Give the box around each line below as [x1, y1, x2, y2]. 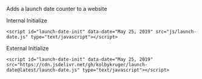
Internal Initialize [6, 17, 47, 24]
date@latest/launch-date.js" [6, 67, 80, 73]
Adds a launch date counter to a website [6, 5, 107, 12]
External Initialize [6, 45, 49, 52]
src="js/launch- [155, 29, 197, 35]
